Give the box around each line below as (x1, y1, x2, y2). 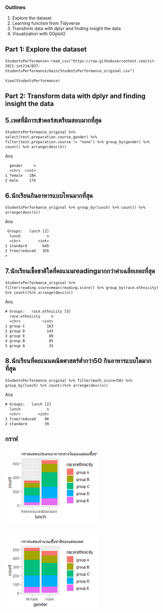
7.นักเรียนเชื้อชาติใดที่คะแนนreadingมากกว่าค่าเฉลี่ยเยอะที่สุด (5, 267, 155, 275)
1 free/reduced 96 (5, 416, 49, 422)
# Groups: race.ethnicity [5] (5, 309, 71, 314)
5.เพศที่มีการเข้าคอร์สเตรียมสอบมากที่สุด (5, 116, 102, 124)
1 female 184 (5, 173, 36, 178)
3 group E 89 (5, 334, 54, 338)
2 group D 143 (5, 329, 54, 334)
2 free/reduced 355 (5, 248, 49, 253)
